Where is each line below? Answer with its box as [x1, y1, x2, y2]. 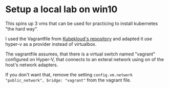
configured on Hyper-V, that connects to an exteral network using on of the [5, 56, 164, 62]
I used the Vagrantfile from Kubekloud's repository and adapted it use [5, 36, 153, 42]
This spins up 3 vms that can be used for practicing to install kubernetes [5, 20, 158, 26]
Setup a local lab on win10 [5, 4, 118, 15]
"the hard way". [5, 25, 38, 32]
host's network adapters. [5, 62, 58, 68]
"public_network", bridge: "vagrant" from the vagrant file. [5, 77, 132, 83]
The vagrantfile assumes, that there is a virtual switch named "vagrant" [5, 51, 156, 57]
